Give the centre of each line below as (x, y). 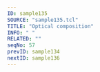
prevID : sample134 (33, 52)
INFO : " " (21, 33)
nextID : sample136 (33, 58)
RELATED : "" (24, 39)
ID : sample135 (28, 13)
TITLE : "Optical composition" (51, 26)
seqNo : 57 (21, 45)
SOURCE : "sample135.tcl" (43, 20)
